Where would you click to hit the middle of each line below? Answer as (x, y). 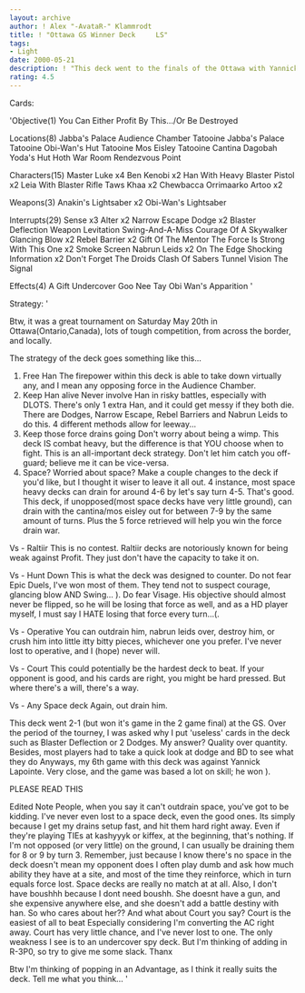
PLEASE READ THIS (46, 788)
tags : (20, 43)
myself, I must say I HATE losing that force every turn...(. (114, 614)
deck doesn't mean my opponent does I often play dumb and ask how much (152, 864)
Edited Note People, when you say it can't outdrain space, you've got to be (149, 807)
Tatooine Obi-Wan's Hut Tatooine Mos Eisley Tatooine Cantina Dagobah (143, 147)
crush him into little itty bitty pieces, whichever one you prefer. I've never (146, 641)
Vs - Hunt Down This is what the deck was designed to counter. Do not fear (151, 575)
